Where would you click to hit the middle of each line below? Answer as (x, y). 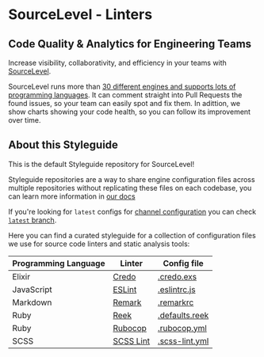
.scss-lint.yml (183, 340)
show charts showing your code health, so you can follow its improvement (130, 112)
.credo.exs (177, 276)
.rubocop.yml (182, 328)
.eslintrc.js (176, 289)
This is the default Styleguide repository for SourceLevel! (101, 164)
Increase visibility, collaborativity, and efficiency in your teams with (118, 63)
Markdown (32, 302)
